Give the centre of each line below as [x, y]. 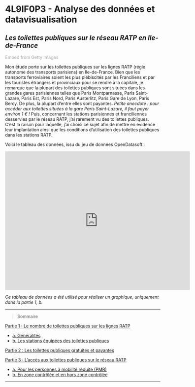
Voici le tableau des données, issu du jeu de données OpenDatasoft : [75, 144]
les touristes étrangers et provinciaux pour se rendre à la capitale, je [74, 83]
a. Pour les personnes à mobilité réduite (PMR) [59, 369]
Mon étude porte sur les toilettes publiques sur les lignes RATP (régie [75, 67]
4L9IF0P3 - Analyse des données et [80, 9]
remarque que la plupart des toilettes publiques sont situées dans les [75, 88]
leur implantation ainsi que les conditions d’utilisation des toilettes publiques [82, 130]
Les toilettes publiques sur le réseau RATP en [76, 38]
